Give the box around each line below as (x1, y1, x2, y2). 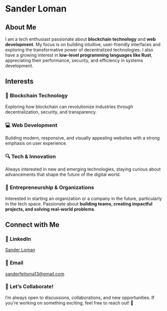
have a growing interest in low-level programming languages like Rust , (5, 52, 153, 58)
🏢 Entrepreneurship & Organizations (5, 184, 94, 191)
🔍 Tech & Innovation (5, 153, 56, 160)
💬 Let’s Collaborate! (5, 283, 54, 290)
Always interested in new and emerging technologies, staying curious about (5, 166, 161, 172)
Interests (5, 77, 34, 85)
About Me (5, 23, 36, 31)
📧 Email (5, 259, 23, 266)
